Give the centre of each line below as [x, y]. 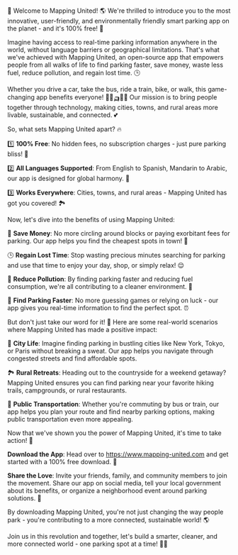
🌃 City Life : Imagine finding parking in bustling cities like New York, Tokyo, [116, 343]
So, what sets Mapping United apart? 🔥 [64, 129]
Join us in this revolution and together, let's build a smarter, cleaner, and [113, 536]
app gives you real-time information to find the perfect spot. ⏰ [98, 308]
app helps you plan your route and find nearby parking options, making [111, 412]
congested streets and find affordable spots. [72, 358]
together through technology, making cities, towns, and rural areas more [113, 107]
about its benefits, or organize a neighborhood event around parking [107, 490]
